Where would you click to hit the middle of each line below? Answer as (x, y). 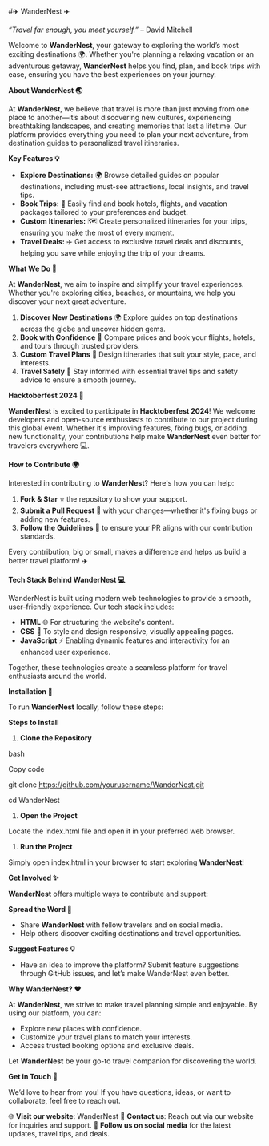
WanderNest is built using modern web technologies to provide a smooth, (130, 598)
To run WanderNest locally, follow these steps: (86, 707)
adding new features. (55, 519)
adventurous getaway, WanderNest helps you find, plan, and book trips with (134, 66)
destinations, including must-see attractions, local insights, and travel (134, 186)
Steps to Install (34, 722)
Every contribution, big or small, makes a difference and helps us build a (127, 552)
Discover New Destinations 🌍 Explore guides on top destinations (128, 317)
